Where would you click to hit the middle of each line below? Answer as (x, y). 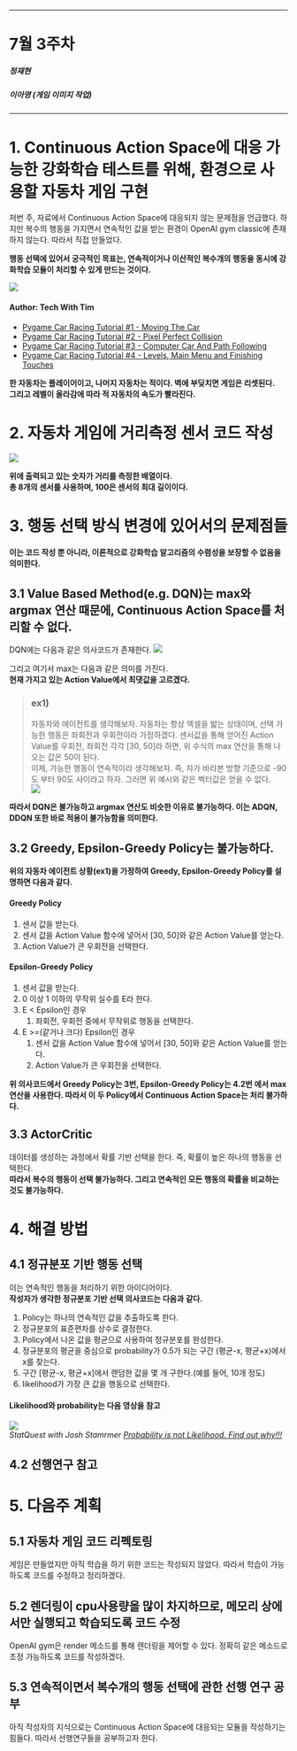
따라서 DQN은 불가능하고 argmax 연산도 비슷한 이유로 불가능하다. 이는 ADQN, (144, 806)
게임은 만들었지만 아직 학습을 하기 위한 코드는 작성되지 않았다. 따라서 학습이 (139, 1564)
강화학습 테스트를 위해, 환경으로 (149, 170)
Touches (38, 365)
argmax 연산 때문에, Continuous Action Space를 (141, 610)
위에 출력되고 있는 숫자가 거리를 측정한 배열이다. (91, 475)
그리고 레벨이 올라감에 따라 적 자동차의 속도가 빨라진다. (103, 394)
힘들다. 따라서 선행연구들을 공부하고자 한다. (84, 1738)
